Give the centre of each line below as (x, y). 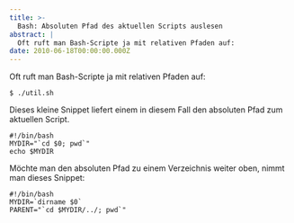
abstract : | (31, 34)
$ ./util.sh (31, 94)
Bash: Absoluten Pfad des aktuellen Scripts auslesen (120, 26)
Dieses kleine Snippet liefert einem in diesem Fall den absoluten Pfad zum (146, 110)
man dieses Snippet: (47, 178)
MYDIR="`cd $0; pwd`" (50, 144)
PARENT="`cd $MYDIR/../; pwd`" (68, 210)
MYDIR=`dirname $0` (46, 202)
